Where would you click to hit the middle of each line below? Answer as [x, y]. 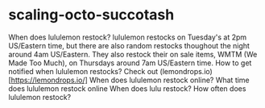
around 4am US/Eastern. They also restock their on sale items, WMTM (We [133, 54]
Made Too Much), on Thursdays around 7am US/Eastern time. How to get [130, 63]
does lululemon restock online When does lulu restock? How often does [127, 88]
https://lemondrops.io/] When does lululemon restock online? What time [130, 80]
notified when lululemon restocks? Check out [83, 71]
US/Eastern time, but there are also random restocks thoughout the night [129, 45]
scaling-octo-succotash [91, 15]
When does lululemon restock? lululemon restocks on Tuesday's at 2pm [128, 37]
